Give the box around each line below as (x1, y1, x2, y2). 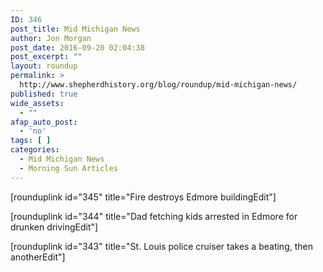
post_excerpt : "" (10, 52, 83, 62)
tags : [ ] (10, 136, 52, 146)
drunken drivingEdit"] (10, 221, 99, 233)
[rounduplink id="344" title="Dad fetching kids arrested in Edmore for (10, 210, 298, 222)
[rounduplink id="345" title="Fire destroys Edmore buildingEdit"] (10, 191, 277, 203)
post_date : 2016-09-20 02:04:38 (10, 42, 145, 53)
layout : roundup (10, 61, 78, 71)
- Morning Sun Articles (19, 163, 118, 173)
